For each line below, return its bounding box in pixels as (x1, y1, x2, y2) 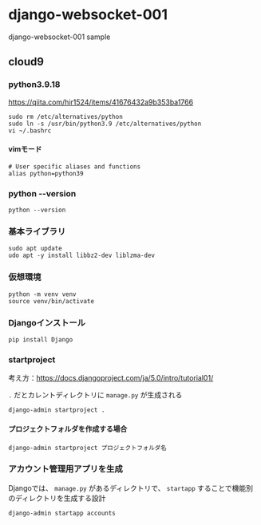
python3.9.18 (8, 79, 61, 90)
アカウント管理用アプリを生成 (8, 464, 124, 475)
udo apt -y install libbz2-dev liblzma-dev (8, 251, 156, 260)
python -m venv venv (8, 290, 77, 298)
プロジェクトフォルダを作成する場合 (8, 424, 128, 433)
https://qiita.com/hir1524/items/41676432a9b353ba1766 (8, 97, 194, 107)
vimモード (8, 144, 42, 154)
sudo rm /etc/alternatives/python (8, 112, 124, 120)
